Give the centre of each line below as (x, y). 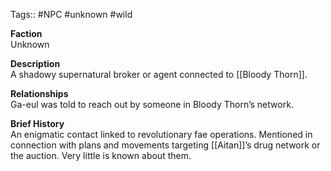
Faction (26, 33)
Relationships (39, 93)
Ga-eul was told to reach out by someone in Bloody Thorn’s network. (152, 104)
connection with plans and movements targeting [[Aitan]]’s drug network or (165, 145)
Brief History (37, 123)
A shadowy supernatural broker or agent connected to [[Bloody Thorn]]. (159, 74)
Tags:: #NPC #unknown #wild (71, 14)
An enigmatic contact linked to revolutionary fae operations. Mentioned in (161, 134)
